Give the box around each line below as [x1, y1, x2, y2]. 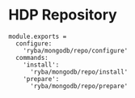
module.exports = [8, 32, 67, 40]
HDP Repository [8, 6, 117, 24]
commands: [15, 53, 49, 62]
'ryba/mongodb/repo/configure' [23, 46, 129, 54]
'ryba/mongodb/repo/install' [29, 67, 129, 76]
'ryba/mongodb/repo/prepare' [29, 82, 129, 90]
